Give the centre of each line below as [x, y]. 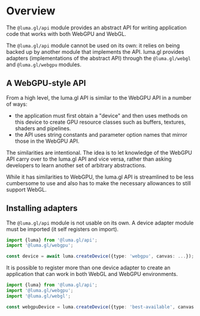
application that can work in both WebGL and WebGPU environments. [92, 274]
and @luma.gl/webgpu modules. [44, 65]
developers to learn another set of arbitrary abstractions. [76, 165]
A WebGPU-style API [46, 83]
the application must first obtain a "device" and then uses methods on [101, 115]
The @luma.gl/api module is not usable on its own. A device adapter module [100, 223]
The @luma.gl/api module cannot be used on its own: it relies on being [93, 45]
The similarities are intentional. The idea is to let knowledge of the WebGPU [99, 152]
